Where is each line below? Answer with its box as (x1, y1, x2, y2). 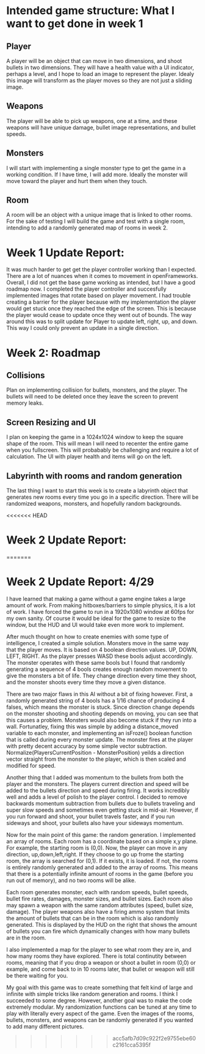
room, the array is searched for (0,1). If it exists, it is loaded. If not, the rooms (6, 857, 198, 864)
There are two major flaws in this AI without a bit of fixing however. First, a (6, 690, 193, 698)
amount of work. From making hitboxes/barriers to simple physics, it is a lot (6, 601, 196, 609)
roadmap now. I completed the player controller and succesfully (6, 285, 167, 293)
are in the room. (6, 934, 46, 941)
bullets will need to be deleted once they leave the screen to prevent (6, 393, 179, 400)
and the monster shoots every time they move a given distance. (6, 678, 166, 686)
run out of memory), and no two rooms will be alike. (6, 876, 136, 884)
